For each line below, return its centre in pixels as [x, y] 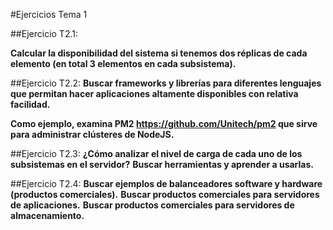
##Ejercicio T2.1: [44, 33]
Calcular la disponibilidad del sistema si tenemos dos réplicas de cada [159, 53]
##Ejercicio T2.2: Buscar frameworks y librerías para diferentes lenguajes [166, 83]
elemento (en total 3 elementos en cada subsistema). [123, 63]
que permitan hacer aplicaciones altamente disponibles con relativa [154, 93]
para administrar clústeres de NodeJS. [92, 134]
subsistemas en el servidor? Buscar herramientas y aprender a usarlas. [162, 164]
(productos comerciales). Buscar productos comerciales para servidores [165, 194]
